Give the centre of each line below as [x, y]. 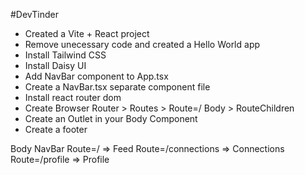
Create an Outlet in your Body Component [111, 118]
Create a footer [56, 129]
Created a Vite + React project [87, 33]
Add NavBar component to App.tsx [96, 76]
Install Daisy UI [55, 65]
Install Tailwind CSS [65, 55]
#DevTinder [34, 14]
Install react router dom [73, 97]
